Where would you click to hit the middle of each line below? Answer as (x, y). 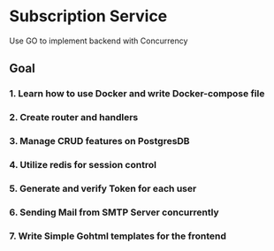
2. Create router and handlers (74, 118)
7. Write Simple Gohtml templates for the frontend (118, 236)
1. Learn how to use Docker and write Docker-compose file (137, 94)
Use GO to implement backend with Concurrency (99, 41)
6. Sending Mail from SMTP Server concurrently (114, 212)
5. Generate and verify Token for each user (103, 188)
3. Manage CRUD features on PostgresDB (99, 141)
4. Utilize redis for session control (83, 165)
